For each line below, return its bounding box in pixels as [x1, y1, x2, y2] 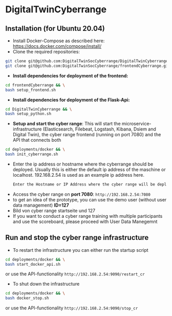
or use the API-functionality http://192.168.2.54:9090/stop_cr [5, 305, 138, 311]
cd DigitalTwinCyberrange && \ [5, 106, 72, 111]
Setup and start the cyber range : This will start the [12, 121, 121, 127]
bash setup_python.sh [5, 111, 52, 117]
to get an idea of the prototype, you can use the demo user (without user [12, 196, 167, 202]
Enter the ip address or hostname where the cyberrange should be [12, 161, 154, 167]
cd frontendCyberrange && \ [5, 82, 66, 88]
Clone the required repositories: [12, 49, 80, 54]
